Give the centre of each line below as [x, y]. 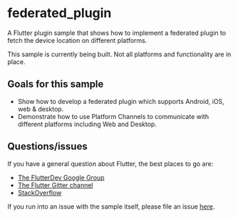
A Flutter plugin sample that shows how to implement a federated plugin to [117, 33]
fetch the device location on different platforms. [77, 40]
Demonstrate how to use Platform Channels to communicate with [113, 116]
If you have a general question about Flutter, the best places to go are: [110, 163]
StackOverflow [40, 192]
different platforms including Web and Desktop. [87, 124]
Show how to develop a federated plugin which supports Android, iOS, [121, 101]
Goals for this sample [56, 84]
